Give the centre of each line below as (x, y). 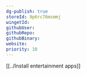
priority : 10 (22, 49)
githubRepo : (20, 33)
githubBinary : (23, 38)
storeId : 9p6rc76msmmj (33, 17)
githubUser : (20, 28)
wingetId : (18, 22)
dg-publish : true (27, 11)
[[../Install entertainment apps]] (43, 66)
